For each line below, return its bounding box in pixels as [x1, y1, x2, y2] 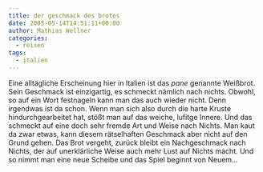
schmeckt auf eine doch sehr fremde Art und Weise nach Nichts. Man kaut [8, 121, 255, 130]
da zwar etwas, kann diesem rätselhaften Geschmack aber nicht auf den [8, 129, 248, 138]
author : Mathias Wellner [8, 26, 91, 34]
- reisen [15, 42, 45, 50]
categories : [8, 34, 48, 42]
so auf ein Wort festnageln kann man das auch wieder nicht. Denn [8, 95, 227, 105]
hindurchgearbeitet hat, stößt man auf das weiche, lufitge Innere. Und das [8, 112, 253, 122]
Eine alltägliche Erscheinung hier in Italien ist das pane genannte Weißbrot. [8, 78, 256, 88]
